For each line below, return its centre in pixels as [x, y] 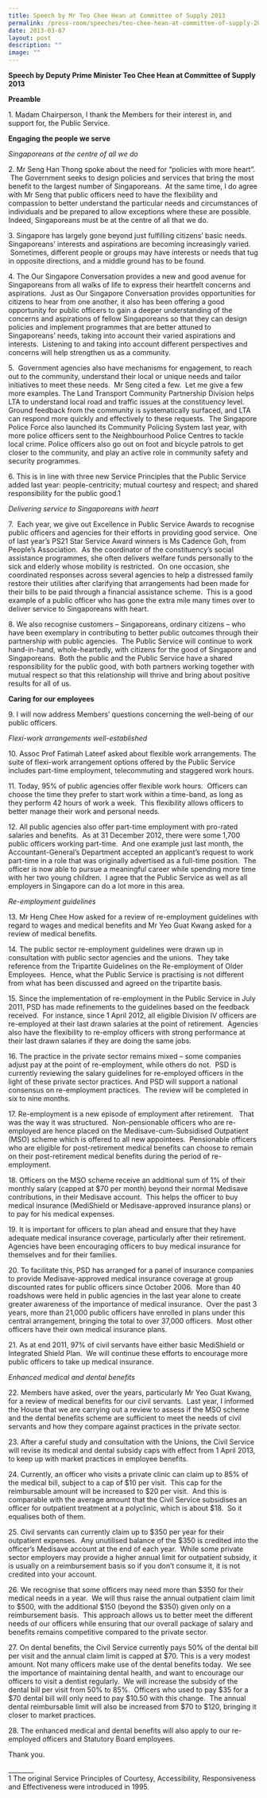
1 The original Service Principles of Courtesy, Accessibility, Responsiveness [132, 1778]
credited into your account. [52, 1574]
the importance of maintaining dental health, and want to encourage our [126, 1673]
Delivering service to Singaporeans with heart [83, 509]
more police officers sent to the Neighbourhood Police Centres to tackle [126, 436]
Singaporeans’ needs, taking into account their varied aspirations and [122, 336]
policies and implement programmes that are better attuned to [110, 327]
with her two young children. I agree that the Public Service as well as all [128, 878]
